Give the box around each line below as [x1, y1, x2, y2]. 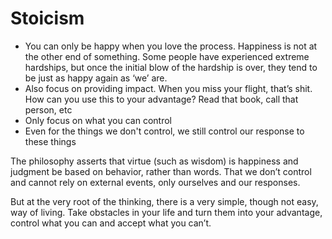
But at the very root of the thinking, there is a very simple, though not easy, [10, 195, 319, 207]
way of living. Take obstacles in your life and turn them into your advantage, [10, 206, 323, 218]
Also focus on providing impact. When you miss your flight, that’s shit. [24, 82, 313, 94]
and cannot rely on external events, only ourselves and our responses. [10, 176, 301, 188]
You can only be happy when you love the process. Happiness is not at [24, 40, 318, 52]
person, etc [24, 103, 73, 116]
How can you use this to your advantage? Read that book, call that [24, 93, 299, 105]
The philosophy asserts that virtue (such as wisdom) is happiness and [10, 155, 299, 167]
